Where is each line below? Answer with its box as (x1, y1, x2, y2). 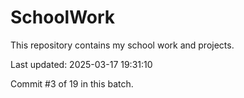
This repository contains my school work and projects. (10, 39, 235, 51)
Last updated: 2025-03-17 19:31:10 (10, 58, 153, 70)
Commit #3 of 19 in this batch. (10, 77, 134, 90)
